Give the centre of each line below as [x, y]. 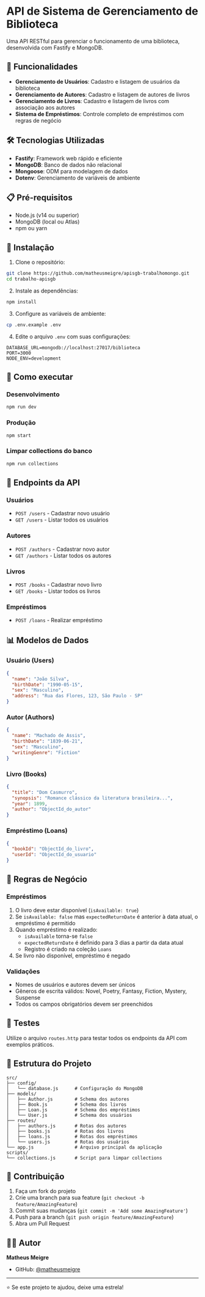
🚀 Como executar [40, 377]
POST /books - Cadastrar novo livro [59, 584]
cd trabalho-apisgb [31, 279]
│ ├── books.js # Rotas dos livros [65, 1131]
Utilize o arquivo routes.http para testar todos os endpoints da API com [97, 1038]
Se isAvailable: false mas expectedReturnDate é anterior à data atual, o [106, 917]
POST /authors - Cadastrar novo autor [62, 549]
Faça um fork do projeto [45, 1191]
